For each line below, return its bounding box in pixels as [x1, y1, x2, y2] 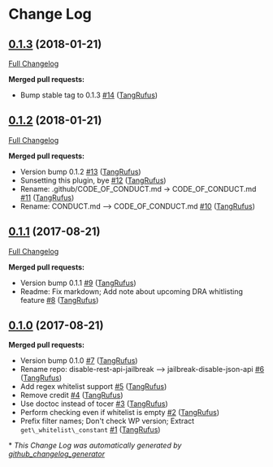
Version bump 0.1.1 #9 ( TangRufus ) [19, 278, 136, 288]
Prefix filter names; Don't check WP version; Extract [19, 416, 195, 426]
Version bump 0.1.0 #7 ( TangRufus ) [19, 356, 138, 365]
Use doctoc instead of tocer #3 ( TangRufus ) [19, 399, 168, 409]
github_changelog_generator [8, 449, 106, 459]
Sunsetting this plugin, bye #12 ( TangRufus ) [19, 175, 167, 185]
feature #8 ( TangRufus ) [19, 295, 99, 305]
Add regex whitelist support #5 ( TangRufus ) [19, 382, 167, 391]
